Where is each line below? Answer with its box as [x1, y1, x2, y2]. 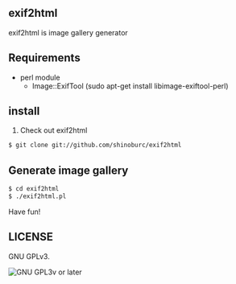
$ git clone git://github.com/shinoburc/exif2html [8, 141, 182, 150]
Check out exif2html [19, 126, 88, 135]
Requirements [8, 51, 81, 65]
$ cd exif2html [8, 185, 60, 193]
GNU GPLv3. [8, 251, 50, 261]
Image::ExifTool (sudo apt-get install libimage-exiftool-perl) [31, 80, 229, 91]
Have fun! [8, 207, 41, 216]
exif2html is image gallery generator [8, 27, 129, 37]
